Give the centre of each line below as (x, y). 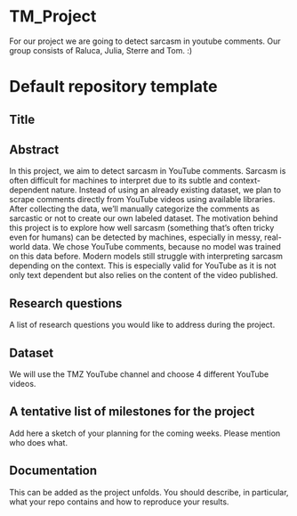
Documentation (53, 471)
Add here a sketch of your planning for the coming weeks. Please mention (145, 433)
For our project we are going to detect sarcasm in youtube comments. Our (145, 41)
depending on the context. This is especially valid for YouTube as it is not (143, 266)
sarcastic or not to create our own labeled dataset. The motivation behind (144, 218)
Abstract (34, 149)
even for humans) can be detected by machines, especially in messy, (136, 237)
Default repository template (113, 87)
